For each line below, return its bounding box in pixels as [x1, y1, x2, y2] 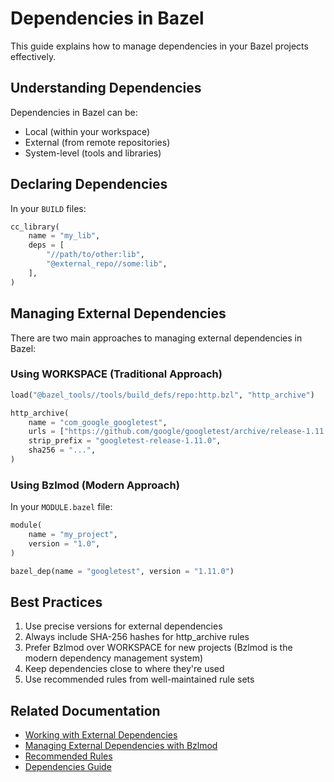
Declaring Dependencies [10, 176, 168, 193]
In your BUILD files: [10, 202, 87, 214]
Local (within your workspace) [24, 125, 151, 137]
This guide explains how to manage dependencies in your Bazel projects [10, 40, 309, 52]
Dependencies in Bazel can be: [10, 106, 138, 118]
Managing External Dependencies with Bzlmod [24, 740, 218, 752]
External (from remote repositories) [24, 136, 171, 148]
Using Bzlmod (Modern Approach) [10, 478, 180, 492]
